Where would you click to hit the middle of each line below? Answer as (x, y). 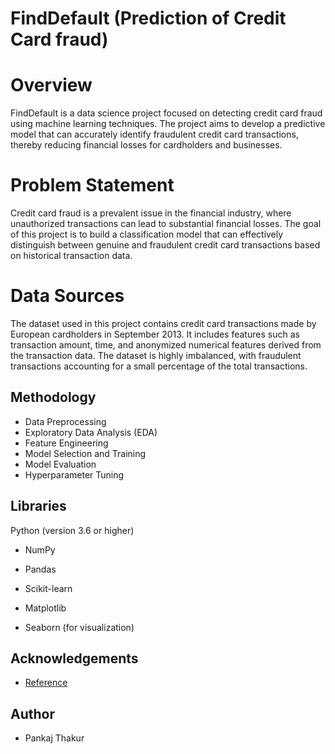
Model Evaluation (60, 464)
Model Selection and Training (85, 453)
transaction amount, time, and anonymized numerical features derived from (166, 345)
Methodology (53, 397)
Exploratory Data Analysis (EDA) (91, 432)
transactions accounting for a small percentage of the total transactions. (159, 366)
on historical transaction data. (71, 256)
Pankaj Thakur (54, 738)
